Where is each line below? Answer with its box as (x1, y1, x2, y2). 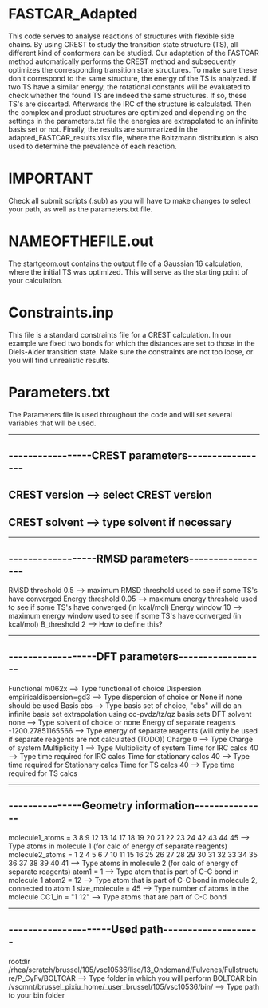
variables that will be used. (8, 418, 97, 428)
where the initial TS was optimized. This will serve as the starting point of (8, 267, 249, 276)
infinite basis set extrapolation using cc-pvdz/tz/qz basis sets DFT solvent (8, 709, 252, 718)
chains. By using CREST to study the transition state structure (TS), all (8, 39, 238, 49)
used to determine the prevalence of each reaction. (8, 141, 177, 151)
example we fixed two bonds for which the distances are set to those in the (8, 338, 255, 348)
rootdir (8, 956, 30, 966)
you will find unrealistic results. (8, 355, 110, 365)
